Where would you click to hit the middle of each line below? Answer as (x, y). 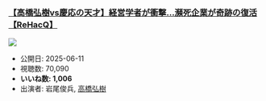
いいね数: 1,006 (46, 79)
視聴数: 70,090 (44, 69)
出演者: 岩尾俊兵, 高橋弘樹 (63, 89)
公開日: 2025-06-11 (52, 59)
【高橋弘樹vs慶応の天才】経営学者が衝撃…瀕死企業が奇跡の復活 (133, 12)
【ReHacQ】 (33, 24)
